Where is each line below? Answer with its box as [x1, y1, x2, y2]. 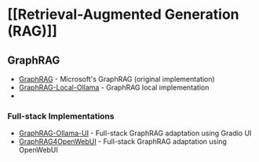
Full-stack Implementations [7, 110, 115, 121]
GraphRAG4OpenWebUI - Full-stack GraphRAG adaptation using [18, 137, 227, 146]
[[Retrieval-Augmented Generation [7, 6, 240, 24]
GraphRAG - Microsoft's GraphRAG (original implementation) [18, 75, 215, 83]
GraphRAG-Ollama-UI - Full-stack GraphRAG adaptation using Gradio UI [18, 128, 252, 138]
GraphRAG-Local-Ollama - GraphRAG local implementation [18, 83, 210, 92]
